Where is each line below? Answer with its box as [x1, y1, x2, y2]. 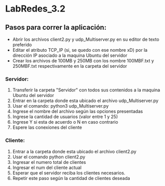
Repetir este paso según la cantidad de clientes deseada [12, 175, 130, 181]
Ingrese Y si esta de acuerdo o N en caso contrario [12, 119, 118, 125]
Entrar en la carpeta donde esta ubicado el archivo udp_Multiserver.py [12, 98, 158, 104]
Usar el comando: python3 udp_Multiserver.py [12, 103, 109, 109]
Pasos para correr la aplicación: [5, 23, 107, 32]
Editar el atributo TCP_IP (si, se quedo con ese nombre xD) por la [12, 47, 147, 53]
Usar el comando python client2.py [12, 154, 86, 160]
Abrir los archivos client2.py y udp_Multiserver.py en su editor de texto [12, 36, 159, 42]
